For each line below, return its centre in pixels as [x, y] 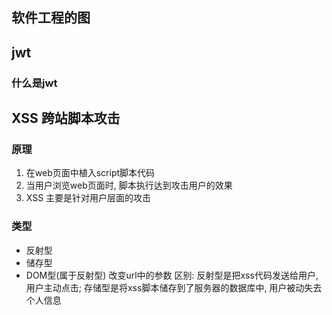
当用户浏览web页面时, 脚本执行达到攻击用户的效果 [129, 185]
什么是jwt [34, 83]
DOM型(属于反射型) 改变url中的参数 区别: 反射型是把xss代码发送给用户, [172, 275]
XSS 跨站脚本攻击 [66, 118]
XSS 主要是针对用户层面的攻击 [88, 198]
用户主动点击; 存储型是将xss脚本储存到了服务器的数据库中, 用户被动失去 [174, 287]
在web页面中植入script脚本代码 [90, 173]
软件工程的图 [51, 18]
